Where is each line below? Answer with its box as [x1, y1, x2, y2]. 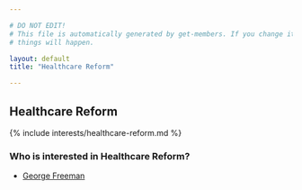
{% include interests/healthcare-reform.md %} [9, 127, 182, 138]
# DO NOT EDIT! [9, 21, 67, 30]
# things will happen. [9, 38, 94, 47]
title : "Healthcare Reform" [9, 62, 115, 72]
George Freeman [22, 170, 85, 181]
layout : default [9, 54, 70, 63]
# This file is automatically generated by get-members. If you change [9, 29, 283, 39]
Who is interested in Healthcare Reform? [9, 149, 191, 162]
